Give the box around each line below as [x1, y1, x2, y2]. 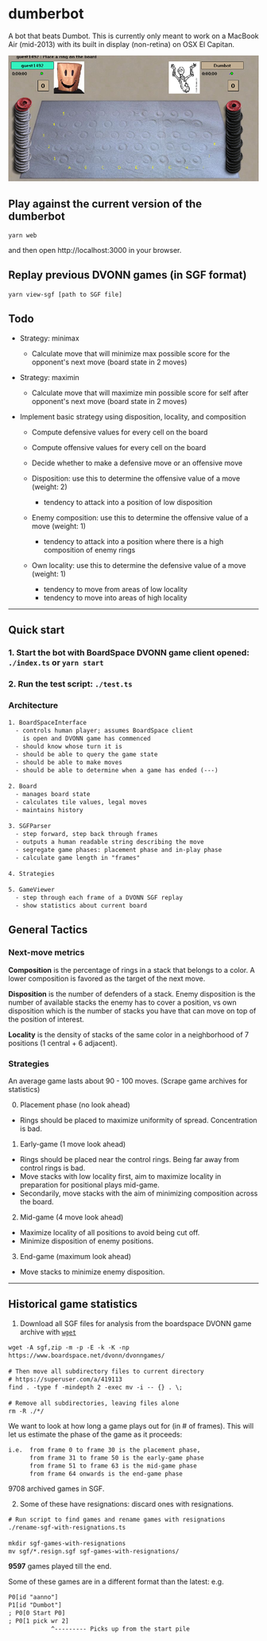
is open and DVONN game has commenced [22, 735, 151, 743]
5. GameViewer [8, 886, 56, 894]
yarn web [8, 231, 37, 239]
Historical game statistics [8, 1297, 137, 1311]
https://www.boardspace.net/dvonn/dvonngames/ [8, 1351, 165, 1359]
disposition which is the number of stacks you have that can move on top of [8, 1005, 257, 1015]
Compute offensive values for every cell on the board [31, 442, 207, 452]
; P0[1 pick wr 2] [8, 1616, 69, 1625]
